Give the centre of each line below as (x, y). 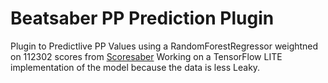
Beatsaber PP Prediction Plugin (142, 18)
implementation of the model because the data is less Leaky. (135, 67)
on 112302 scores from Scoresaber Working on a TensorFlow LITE (146, 56)
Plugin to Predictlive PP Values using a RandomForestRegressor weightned (164, 46)
